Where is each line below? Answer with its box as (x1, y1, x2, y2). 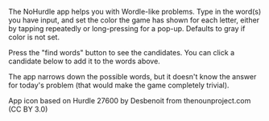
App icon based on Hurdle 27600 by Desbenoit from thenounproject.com (8, 96, 251, 105)
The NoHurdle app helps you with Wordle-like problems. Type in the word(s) (8, 7, 262, 16)
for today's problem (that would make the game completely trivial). (8, 80, 230, 90)
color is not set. (8, 32, 60, 42)
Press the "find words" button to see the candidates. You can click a (8, 48, 235, 57)
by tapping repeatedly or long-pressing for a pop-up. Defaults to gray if (8, 24, 246, 33)
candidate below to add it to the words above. (8, 56, 161, 66)
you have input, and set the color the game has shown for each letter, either (8, 15, 260, 25)
